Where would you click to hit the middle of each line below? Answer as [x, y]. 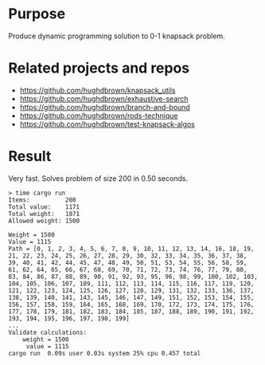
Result [30, 157]
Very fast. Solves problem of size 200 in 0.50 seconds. [98, 178]
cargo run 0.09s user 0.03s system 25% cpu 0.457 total [105, 353]
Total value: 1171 [44, 207]
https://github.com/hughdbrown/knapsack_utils [97, 90]
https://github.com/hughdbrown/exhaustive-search [104, 98]
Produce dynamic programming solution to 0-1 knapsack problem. [117, 36]
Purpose [37, 14]
